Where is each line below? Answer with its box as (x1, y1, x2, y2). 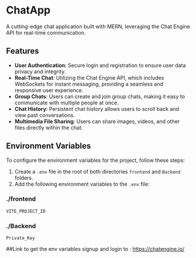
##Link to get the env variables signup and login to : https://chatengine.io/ (6, 246, 185, 253)
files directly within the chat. (14, 124, 83, 131)
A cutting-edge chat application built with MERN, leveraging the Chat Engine (6, 23, 190, 30)
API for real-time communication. (6, 29, 86, 36)
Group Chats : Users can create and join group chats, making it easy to (14, 93, 185, 100)
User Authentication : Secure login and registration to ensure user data (14, 62, 186, 69)
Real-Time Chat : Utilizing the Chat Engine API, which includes (14, 74, 164, 81)
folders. (14, 174, 33, 181)
